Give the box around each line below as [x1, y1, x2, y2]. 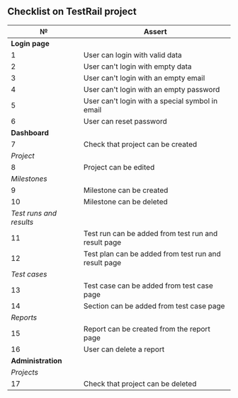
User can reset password [84, 116, 168, 126]
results [11, 217, 34, 227]
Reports [11, 312, 38, 322]
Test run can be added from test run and [84, 228, 218, 238]
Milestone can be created [84, 185, 169, 195]
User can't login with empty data [84, 62, 193, 71]
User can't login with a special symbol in [84, 95, 218, 105]
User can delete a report [84, 344, 165, 354]
